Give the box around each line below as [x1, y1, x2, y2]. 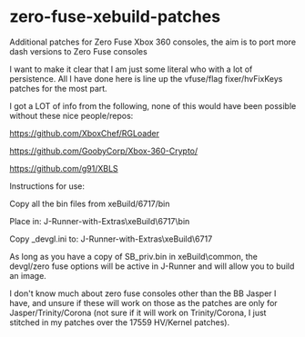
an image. [9, 270, 47, 281]
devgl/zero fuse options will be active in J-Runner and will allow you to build [9, 261, 295, 272]
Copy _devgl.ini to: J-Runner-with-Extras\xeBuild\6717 [9, 233, 213, 244]
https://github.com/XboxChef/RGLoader [9, 127, 160, 138]
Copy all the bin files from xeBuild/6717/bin [9, 198, 170, 209]
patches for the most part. [9, 83, 107, 94]
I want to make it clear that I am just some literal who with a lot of [9, 64, 253, 74]
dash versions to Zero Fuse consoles [9, 45, 147, 56]
